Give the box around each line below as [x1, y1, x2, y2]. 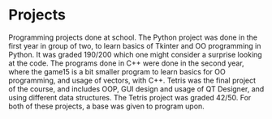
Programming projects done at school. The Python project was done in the [8, 32, 258, 42]
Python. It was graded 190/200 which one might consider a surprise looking [8, 49, 262, 59]
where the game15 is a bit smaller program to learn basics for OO [8, 66, 226, 76]
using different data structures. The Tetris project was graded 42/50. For [8, 92, 252, 102]
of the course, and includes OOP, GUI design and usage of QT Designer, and [8, 83, 265, 94]
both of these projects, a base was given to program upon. [8, 101, 205, 111]
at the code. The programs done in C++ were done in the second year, [8, 58, 245, 68]
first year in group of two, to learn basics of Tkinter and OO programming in [8, 40, 261, 50]
